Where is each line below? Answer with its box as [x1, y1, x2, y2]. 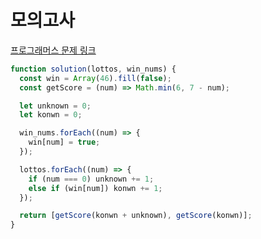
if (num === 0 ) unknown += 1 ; [28, 174, 155, 184]
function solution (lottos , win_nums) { [10, 64, 177, 74]
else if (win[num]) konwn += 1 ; [28, 183, 163, 193]
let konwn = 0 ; [19, 110, 83, 120]
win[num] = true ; [28, 137, 101, 148]
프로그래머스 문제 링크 [10, 44, 97, 56]
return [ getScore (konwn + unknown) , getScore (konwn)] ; [19, 211, 253, 221]
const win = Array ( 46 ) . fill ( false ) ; [19, 73, 172, 83]
